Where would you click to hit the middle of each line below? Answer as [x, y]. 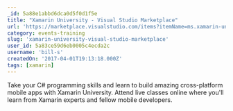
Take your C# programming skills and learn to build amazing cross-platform [115, 85]
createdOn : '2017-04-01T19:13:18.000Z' [65, 59]
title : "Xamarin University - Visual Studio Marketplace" [93, 20]
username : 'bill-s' [35, 53]
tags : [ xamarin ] [31, 65]
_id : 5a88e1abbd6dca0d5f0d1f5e [52, 14]
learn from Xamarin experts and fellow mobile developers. [90, 100]
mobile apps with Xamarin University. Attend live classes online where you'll [115, 92]
